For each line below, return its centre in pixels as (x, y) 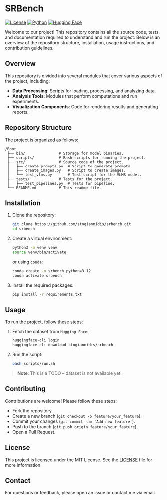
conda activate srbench (37, 275)
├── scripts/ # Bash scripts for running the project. (77, 158)
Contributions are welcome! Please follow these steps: (61, 401)
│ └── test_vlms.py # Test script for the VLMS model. (74, 175)
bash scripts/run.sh (34, 364)
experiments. (26, 101)
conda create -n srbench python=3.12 (52, 271)
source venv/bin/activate (39, 252)
